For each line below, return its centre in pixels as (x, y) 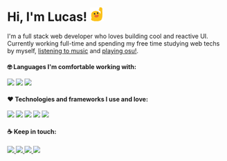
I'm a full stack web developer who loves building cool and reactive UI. (108, 36)
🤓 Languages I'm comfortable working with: (72, 66)
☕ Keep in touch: (32, 131)
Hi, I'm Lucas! (47, 17)
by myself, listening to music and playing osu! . (73, 50)
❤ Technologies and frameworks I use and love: (78, 99)
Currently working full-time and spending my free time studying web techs (113, 43)
